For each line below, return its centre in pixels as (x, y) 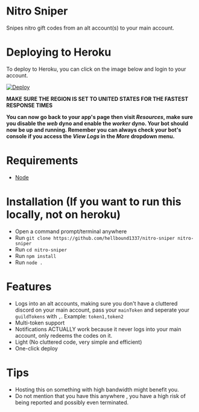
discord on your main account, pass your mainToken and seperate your (102, 310)
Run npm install (36, 256)
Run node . (29, 262)
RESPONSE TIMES (30, 105)
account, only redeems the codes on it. (64, 335)
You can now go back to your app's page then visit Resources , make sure (99, 117)
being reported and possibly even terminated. (72, 402)
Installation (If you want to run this (94, 202)
